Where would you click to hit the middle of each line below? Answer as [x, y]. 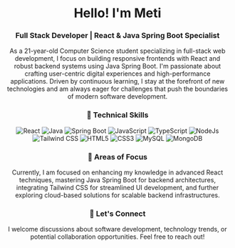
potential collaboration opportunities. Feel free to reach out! [117, 237]
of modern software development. [117, 96]
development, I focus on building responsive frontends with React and [117, 59]
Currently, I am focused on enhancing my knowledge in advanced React [117, 172]
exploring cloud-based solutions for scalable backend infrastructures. [117, 195]
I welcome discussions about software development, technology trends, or [117, 229]
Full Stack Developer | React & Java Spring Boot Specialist [117, 36]
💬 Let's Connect [117, 214]
